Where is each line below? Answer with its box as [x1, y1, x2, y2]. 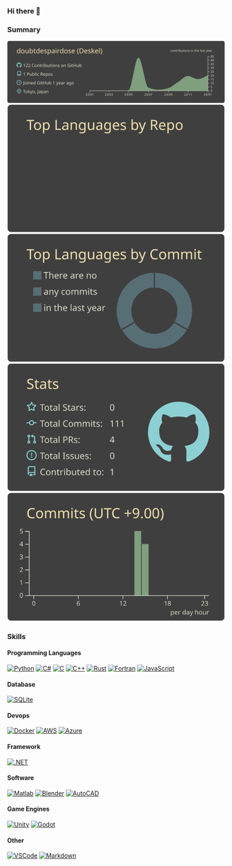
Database [7, 680, 36, 688]
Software [7, 774, 35, 782]
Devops [7, 711, 30, 719]
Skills [7, 632, 26, 641]
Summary [7, 24, 41, 34]
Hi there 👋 [7, 6, 41, 16]
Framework [7, 742, 41, 750]
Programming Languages [7, 649, 81, 657]
